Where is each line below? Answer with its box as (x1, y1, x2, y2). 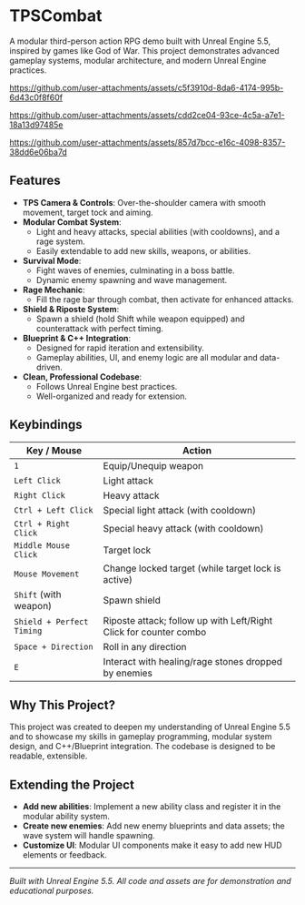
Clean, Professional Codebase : (22, 371, 143, 382)
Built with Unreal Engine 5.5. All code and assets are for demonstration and (9, 876, 292, 887)
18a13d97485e (9, 119, 64, 130)
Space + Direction (14, 641, 93, 652)
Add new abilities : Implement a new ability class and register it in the (22, 801, 281, 812)
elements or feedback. (22, 849, 107, 860)
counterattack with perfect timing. (35, 322, 163, 333)
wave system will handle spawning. (22, 830, 156, 841)
